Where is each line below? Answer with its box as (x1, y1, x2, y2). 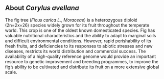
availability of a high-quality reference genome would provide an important (5, 53, 156, 59)
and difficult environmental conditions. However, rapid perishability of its (5, 38, 152, 44)
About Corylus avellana (5, 4, 79, 12)
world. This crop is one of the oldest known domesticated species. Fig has (5, 27, 155, 33)
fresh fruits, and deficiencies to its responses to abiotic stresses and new (5, 43, 153, 49)
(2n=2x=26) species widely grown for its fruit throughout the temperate (5, 22, 149, 28)
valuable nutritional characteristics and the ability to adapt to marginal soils (5, 32, 156, 38)
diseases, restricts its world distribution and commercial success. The (5, 48, 146, 54)
